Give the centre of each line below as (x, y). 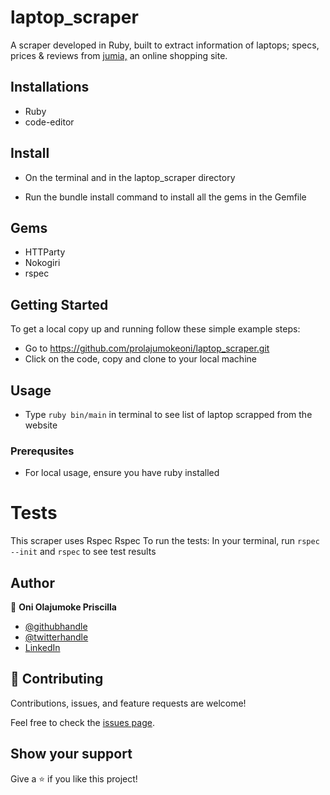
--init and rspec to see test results (83, 552)
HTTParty (45, 252)
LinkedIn (42, 648)
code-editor (49, 122)
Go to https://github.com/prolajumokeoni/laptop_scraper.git (147, 348)
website (41, 425)
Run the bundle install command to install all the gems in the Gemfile (165, 197)
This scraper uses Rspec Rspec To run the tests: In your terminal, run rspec (165, 541)
